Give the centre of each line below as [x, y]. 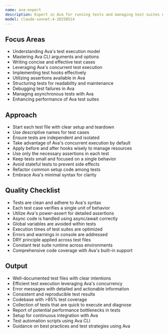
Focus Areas [25, 39]
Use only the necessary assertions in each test [60, 153]
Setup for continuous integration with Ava [55, 315]
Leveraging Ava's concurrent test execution [57, 67]
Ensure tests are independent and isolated [56, 137]
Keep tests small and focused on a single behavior [64, 159]
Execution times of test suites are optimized [57, 229]
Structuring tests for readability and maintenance [63, 83]
